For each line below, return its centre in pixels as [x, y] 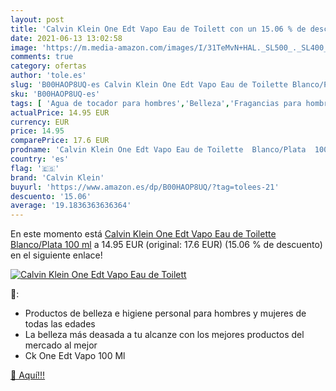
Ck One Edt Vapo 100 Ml [75, 356]
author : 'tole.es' [48, 76]
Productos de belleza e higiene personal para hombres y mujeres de [165, 313]
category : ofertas [48, 66]
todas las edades [60, 324]
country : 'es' [40, 159]
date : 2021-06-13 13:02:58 [66, 38]
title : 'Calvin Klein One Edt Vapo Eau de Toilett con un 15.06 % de [158, 29]
